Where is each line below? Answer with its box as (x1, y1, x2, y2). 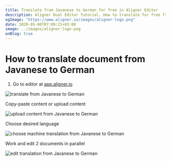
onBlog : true (5, 31, 33, 36)
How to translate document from (5, 53, 146, 65)
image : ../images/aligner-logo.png (5, 27, 81, 32)
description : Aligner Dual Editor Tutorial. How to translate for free (5, 12, 160, 17)
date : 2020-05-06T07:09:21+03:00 (5, 21, 76, 27)
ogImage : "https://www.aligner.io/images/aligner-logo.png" (5, 17, 136, 22)
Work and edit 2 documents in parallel (5, 140, 85, 146)
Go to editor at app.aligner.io (12, 81, 73, 87)
